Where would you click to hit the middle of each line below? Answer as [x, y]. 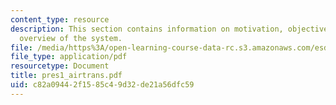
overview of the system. [71, 38]
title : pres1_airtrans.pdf [66, 76]
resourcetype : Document [60, 66]
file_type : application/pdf [69, 57]
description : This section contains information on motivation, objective [169, 29]
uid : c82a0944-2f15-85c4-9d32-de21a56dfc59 [102, 85]
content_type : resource [60, 19]
